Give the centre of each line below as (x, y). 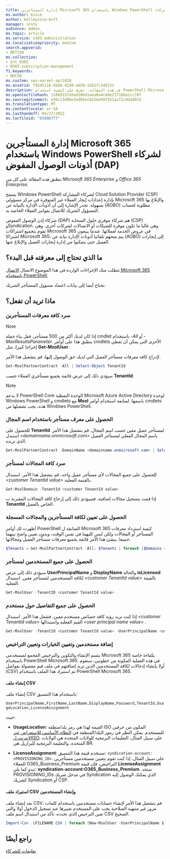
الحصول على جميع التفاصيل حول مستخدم (50, 605)
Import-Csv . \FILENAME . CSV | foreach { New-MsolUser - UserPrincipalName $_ (86, 823)
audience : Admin (23, 29)
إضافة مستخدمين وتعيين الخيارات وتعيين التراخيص (59, 644)
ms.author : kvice (24, 15)
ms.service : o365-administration (41, 39)
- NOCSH (14, 76)
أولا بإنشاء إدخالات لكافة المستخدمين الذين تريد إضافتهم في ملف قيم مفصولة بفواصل (85, 666)
